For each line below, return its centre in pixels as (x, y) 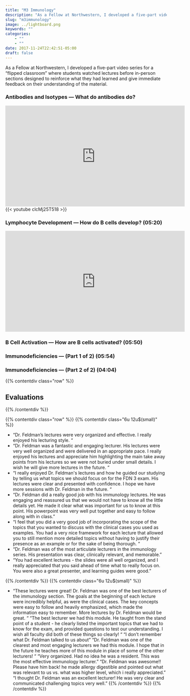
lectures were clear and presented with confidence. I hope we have (84, 484)
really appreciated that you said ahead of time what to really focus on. (86, 566)
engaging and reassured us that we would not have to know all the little (88, 500)
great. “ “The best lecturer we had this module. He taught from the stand (89, 618)
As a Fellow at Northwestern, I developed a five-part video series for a (79, 68)
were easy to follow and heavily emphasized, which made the (78, 607)
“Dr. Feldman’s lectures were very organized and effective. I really (82, 435)
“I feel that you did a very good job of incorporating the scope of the (85, 522)
